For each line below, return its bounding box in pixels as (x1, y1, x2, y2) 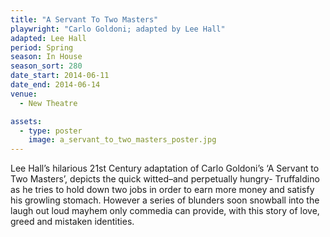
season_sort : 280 (10, 61, 83, 71)
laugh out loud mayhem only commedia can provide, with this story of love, (10, 205, 320, 217)
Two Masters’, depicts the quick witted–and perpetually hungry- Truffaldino (10, 173, 320, 185)
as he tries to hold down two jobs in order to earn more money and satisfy (10, 184, 315, 196)
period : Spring (10, 42, 74, 53)
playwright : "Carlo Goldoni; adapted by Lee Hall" (10, 24, 226, 34)
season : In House (10, 52, 83, 62)
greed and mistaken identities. (10, 216, 135, 228)
